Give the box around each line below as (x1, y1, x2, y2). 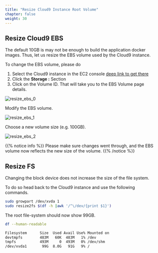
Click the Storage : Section (12, 76, 66, 82)
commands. (5, 190, 29, 195)
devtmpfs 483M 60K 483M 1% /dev (5, 235, 96, 240)
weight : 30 (5, 16, 27, 21)
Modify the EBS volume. (5, 105, 53, 111)
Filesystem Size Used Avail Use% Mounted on (5, 230, 110, 236)
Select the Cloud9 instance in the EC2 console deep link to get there (12, 71, 149, 77)
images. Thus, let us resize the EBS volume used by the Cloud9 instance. (5, 52, 151, 58)
